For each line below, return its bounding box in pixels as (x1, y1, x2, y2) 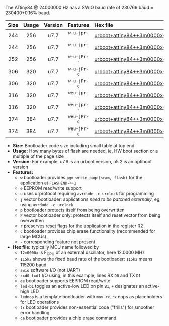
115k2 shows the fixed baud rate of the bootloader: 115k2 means (20, 256, 153, 262)
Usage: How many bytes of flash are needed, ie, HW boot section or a (12, 148, 158, 154)
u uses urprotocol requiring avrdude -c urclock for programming (20, 191, 154, 197)
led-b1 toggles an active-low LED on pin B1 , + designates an (20, 283, 144, 289)
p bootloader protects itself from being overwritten (20, 207, 125, 213)
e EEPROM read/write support (20, 185, 82, 191)
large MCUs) (20, 234, 47, 239)
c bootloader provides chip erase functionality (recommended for (20, 228, 156, 234)
